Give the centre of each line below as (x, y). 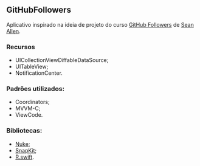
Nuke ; (22, 144)
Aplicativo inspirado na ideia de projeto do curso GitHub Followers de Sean (100, 24)
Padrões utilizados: (36, 89)
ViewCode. (29, 115)
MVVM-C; (28, 108)
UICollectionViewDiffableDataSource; (62, 60)
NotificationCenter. (39, 73)
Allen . (13, 31)
